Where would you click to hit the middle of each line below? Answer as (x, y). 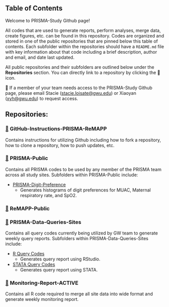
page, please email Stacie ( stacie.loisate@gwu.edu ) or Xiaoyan (71, 93)
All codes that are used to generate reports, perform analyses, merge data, (83, 30)
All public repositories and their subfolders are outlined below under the (80, 67)
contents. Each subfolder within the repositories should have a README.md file (85, 46)
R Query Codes (28, 254)
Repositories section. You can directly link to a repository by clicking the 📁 (83, 72)
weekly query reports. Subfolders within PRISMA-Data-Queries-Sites (77, 239)
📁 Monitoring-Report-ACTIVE (42, 283)
